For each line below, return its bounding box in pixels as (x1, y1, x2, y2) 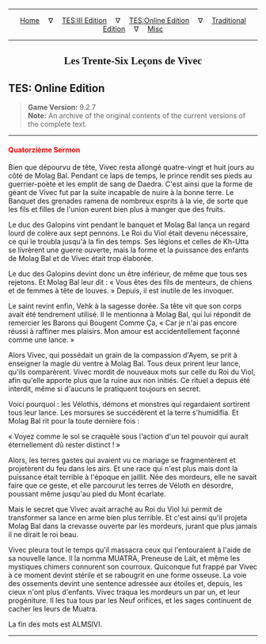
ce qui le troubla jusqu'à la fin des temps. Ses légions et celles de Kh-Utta (8, 237, 249, 247)
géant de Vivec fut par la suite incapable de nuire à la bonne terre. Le (8, 188, 234, 197)
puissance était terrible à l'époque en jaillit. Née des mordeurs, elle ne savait (8, 473, 257, 482)
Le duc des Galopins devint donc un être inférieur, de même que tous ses (8, 269, 248, 278)
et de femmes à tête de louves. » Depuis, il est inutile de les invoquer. (8, 286, 234, 296)
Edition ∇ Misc (102, 25, 164, 33)
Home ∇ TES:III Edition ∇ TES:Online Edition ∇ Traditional (19, 16, 247, 25)
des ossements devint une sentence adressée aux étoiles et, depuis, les (8, 579, 243, 588)
